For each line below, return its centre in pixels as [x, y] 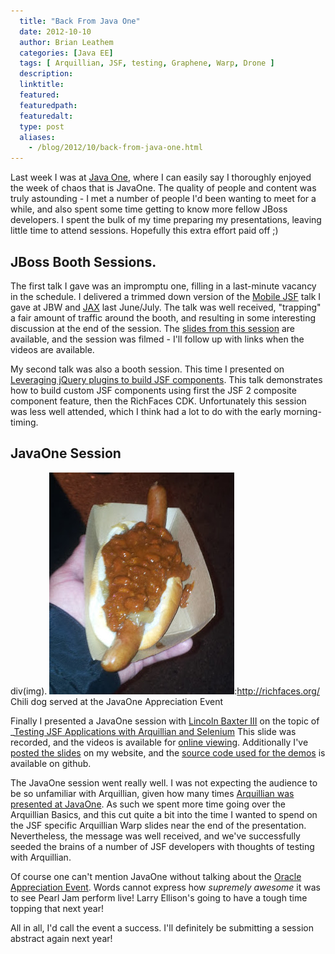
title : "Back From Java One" [80, 21]
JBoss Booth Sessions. [83, 261]
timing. [24, 422]
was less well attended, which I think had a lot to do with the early [146, 411]
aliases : [37, 137]
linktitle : [42, 85]
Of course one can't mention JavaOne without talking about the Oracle [156, 876]
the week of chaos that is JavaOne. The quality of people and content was [163, 188]
